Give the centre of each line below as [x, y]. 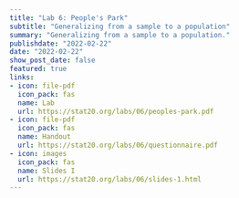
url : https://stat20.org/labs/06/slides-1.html [110, 179]
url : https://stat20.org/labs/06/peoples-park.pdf [116, 111]
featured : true [38, 69]
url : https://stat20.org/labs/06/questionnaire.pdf [118, 145]
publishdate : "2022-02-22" [61, 43]
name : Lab [36, 103]
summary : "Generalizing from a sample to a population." [120, 35]
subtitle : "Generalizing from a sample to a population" [120, 26]
